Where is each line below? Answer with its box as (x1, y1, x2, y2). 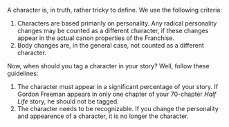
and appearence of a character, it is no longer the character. (17, 112, 189, 120)
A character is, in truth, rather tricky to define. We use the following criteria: (7, 6, 223, 14)
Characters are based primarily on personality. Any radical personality (17, 19, 217, 27)
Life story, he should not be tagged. (17, 97, 119, 106)
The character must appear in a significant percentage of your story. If (17, 83, 219, 90)
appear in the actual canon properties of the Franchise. (17, 34, 175, 42)
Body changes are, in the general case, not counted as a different (17, 41, 204, 49)
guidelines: (7, 69, 39, 77)
